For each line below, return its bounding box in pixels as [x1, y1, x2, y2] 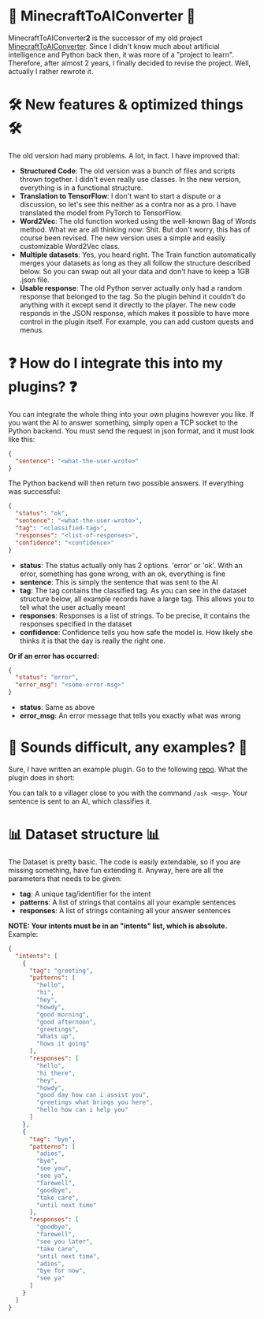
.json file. [19, 275, 50, 284]
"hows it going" [36, 1040, 90, 1048]
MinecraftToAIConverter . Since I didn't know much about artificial [8, 41, 220, 50]
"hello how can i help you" [36, 1106, 128, 1114]
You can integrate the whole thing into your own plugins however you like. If [8, 409, 255, 418]
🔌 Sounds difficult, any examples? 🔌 [8, 738, 248, 756]
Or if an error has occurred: [8, 651, 100, 660]
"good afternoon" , [36, 1018, 97, 1026]
